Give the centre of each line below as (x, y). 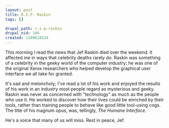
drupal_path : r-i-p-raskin (34, 28)
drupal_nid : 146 (22, 33)
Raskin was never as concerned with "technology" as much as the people (82, 94)
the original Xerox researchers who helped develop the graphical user (78, 68)
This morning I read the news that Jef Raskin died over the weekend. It (79, 52)
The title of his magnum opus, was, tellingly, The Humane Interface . (76, 110)
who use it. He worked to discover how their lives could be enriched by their (85, 100)
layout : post (19, 10)
